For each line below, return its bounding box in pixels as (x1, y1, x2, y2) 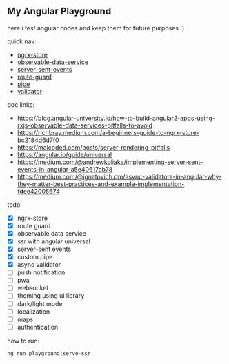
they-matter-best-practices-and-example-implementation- (17, 179, 185, 188)
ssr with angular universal (17, 237, 91, 245)
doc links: (7, 100, 35, 109)
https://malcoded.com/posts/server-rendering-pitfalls (17, 143, 170, 151)
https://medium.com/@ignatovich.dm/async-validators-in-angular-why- (17, 172, 222, 181)
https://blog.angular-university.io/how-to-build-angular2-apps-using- (17, 114, 216, 122)
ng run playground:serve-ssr (7, 350, 91, 357)
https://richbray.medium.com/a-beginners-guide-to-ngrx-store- (17, 128, 200, 136)
